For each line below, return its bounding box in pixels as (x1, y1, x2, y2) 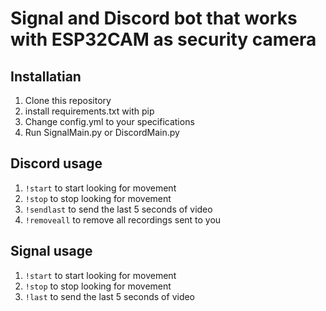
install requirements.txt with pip (24, 105, 155, 117)
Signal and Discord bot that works (10, 7, 298, 30)
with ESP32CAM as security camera (10, 28, 317, 51)
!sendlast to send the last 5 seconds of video (24, 203, 213, 215)
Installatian (10, 68, 82, 85)
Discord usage (10, 155, 103, 172)
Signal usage (10, 243, 93, 260)
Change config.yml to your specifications (24, 116, 195, 127)
